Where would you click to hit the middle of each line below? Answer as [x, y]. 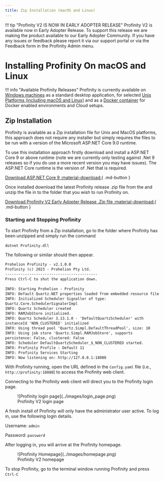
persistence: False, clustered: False [45, 338]
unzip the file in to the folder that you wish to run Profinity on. [67, 192]
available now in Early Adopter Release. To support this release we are [76, 30]
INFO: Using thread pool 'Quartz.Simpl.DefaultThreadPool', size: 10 [78, 328]
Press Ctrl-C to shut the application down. [51, 279]
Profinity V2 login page [41, 401]
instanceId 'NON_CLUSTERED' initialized [47, 323]
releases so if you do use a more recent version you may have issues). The [81, 163]
